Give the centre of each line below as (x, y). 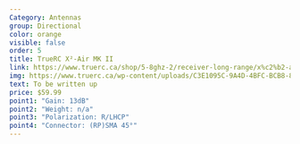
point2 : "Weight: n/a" (51, 109)
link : (19, 68)
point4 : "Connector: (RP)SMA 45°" (74, 126)
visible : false (37, 42)
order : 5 (25, 51)
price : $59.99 (36, 92)
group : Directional (46, 26)
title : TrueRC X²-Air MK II (62, 59)
